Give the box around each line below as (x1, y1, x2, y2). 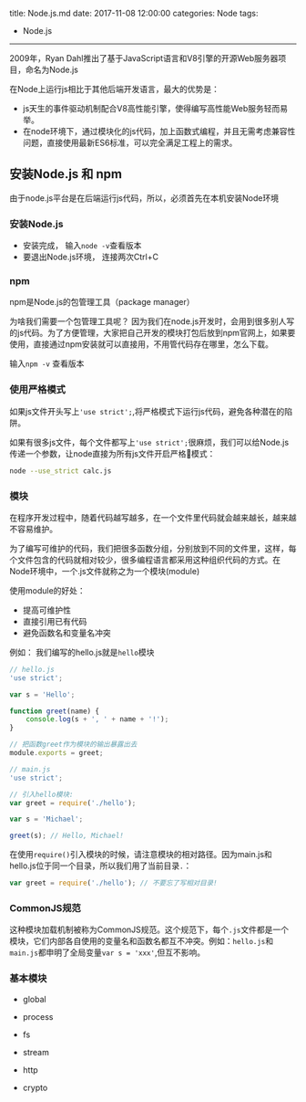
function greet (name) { (9, 707, 100, 716)
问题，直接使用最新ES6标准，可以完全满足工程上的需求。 (22, 137, 238, 148)
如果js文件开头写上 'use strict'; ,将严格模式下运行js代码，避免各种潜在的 (9, 405, 285, 416)
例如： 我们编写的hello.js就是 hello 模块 (9, 646, 155, 657)
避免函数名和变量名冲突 (22, 627, 111, 638)
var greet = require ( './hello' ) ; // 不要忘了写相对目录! (9, 878, 218, 888)
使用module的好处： (9, 584, 87, 596)
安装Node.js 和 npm (9, 166, 123, 182)
